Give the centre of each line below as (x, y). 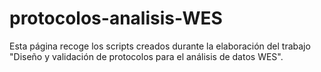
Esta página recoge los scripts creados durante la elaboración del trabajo (160, 46)
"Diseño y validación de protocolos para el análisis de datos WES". (146, 56)
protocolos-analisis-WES (116, 18)
